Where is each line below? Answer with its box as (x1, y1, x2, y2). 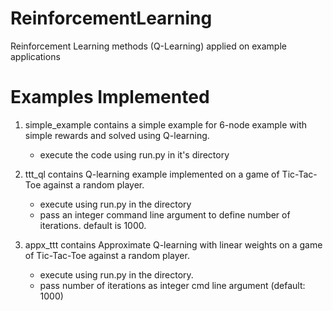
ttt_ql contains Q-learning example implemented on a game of (24, 168, 280, 180)
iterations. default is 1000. (39, 219, 147, 231)
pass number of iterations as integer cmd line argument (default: (39, 279, 306, 291)
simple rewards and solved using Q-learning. (24, 129, 210, 141)
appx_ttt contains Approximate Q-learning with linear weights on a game (24, 238, 323, 251)
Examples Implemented (10, 86, 210, 109)
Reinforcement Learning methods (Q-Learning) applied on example (10, 40, 287, 52)
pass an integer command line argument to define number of (39, 208, 291, 221)
